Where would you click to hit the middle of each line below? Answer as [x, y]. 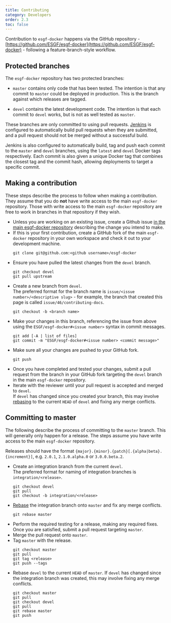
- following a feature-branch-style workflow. [69, 50]
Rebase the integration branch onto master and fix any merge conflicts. [87, 505]
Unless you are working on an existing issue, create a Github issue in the [89, 222]
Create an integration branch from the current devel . [68, 466]
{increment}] [19, 457]
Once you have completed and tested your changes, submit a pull [82, 369]
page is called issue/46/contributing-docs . [58, 302]
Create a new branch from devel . [47, 286]
